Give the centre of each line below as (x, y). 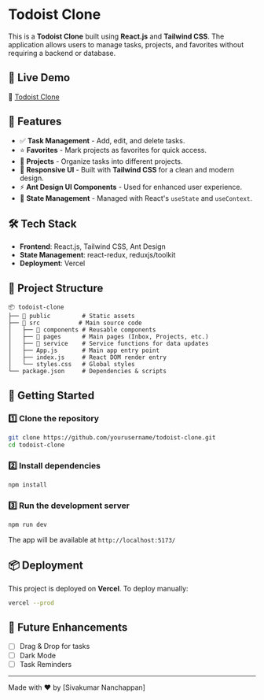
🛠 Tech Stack (42, 223)
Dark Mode (38, 655)
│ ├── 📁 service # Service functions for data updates (109, 344)
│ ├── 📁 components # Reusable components (82, 330)
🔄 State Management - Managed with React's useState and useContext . (136, 198)
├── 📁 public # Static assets (71, 317)
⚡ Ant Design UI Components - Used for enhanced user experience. (131, 187)
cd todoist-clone (37, 445)
